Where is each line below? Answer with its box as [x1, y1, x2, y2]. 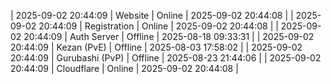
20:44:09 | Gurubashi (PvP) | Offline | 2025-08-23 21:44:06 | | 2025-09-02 [10, 52, 322, 64]
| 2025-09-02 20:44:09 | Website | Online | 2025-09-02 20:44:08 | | [10, 10, 294, 21]
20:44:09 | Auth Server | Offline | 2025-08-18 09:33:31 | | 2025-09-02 [23, 31, 315, 42]
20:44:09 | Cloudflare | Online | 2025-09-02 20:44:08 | [10, 63, 239, 74]
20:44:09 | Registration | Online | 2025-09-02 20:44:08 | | [38, 20, 279, 32]
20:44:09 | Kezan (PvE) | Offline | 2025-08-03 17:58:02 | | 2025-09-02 [10, 41, 303, 53]
